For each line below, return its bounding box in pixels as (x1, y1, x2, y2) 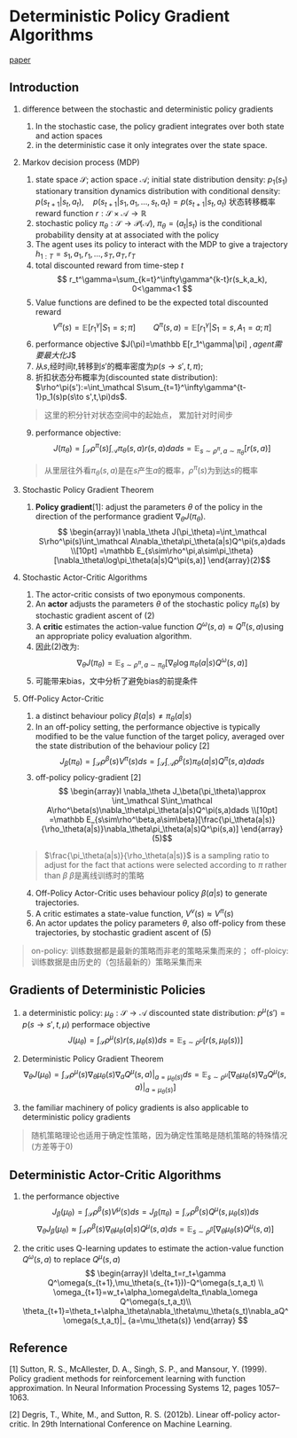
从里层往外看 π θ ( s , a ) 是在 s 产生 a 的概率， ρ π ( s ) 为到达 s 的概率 (43, 464, 259, 478)
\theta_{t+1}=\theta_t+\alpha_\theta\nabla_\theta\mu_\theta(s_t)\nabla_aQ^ (22, 1305, 289, 1316)
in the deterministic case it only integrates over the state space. (35, 139, 268, 150)
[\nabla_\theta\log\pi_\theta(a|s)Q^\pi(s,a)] (53, 555, 207, 566)
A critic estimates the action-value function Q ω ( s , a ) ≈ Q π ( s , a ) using (35, 620, 284, 631)
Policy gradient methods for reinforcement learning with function (9, 1373, 246, 1384)
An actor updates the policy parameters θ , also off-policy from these (35, 918, 286, 928)
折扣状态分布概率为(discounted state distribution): (35, 372, 218, 383)
